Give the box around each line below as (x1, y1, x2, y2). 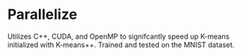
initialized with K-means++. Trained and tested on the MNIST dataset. (7, 39, 235, 49)
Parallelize (7, 6, 78, 24)
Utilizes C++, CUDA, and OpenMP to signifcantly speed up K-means (7, 32, 230, 41)
